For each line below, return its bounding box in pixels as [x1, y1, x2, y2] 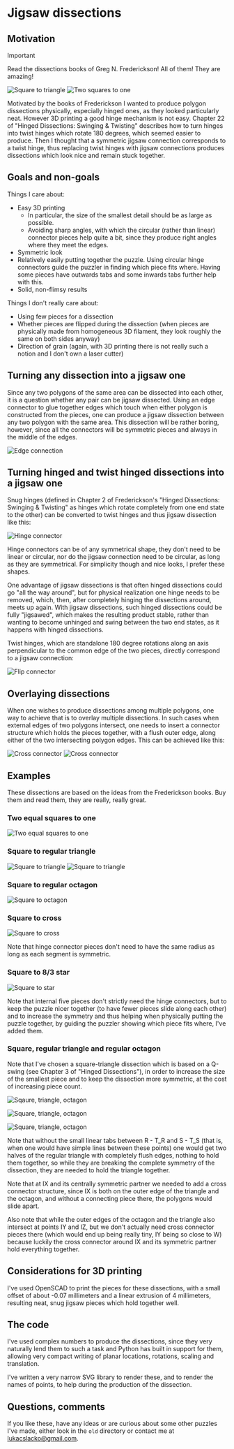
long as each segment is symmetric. [7, 950, 111, 959]
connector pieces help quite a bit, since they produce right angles [27, 233, 217, 242]
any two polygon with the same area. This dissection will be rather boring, [7, 418, 219, 426]
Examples [7, 770, 51, 782]
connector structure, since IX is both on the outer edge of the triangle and [7, 1186, 219, 1195]
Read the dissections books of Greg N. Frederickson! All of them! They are [7, 65, 221, 73]
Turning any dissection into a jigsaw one [7, 370, 186, 381]
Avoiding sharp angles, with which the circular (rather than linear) [27, 226, 216, 234]
